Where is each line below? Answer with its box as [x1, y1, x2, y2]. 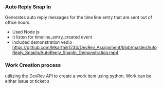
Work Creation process [5, 62, 61, 69]
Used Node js [12, 29, 40, 35]
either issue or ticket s [5, 78, 50, 84]
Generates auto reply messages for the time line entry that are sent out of [5, 15, 152, 20]
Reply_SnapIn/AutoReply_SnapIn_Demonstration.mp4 [12, 50, 119, 55]
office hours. [5, 19, 31, 25]
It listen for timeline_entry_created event [12, 34, 92, 40]
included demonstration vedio [12, 39, 72, 45]
